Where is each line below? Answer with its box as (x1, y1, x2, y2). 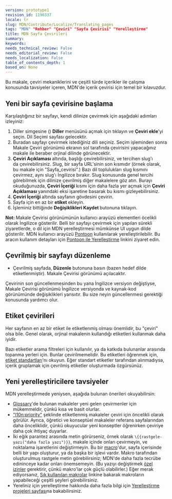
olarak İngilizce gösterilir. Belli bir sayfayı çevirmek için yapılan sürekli (5, 220, 152, 226)
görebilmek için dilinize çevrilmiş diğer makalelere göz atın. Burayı (12, 177, 152, 183)
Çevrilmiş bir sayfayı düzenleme (5, 251, 111, 260)
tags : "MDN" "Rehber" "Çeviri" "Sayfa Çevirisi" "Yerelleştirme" (5, 27, 148, 32)
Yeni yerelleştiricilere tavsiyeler (5, 377, 109, 386)
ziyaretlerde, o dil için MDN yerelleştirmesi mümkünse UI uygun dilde (5, 225, 151, 232)
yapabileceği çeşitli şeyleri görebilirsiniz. (12, 477, 99, 483)
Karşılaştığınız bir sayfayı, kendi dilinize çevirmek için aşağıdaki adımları (5, 112, 157, 119)
